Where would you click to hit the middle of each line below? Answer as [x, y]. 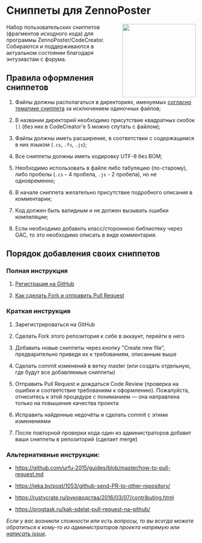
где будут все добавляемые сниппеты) [65, 372]
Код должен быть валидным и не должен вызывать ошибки [92, 210]
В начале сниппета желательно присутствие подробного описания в [104, 192]
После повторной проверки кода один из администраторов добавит [103, 433]
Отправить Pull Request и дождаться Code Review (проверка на [97, 383]
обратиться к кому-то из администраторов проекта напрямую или [93, 527]
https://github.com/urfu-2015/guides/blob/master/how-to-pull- [93, 468]
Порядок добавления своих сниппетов [83, 254]
